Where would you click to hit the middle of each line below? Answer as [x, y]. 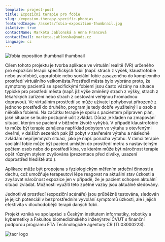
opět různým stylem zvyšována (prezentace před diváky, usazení [71, 154]
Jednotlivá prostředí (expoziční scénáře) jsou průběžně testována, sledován [82, 194]
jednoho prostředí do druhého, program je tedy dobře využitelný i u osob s [81, 107]
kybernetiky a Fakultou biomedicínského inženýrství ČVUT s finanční [75, 219]
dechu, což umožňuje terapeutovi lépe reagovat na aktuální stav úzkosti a [80, 174]
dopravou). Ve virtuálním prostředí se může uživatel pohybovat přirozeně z [81, 102]
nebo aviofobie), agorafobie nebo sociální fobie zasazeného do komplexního [82, 76]
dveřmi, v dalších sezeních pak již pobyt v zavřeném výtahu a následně [78, 133]
